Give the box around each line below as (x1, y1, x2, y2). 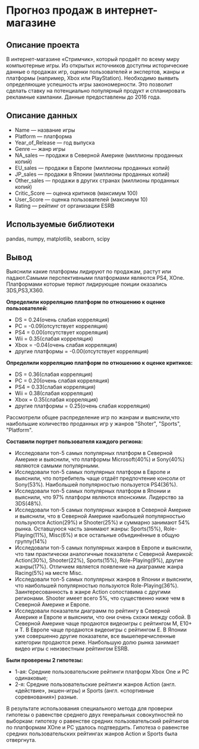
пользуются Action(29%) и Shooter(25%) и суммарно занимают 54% (14, 519, 190, 526)
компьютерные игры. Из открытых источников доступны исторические (6, 62, 189, 69)
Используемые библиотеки (6, 219, 115, 229)
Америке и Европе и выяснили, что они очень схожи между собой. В (14, 614, 191, 621)
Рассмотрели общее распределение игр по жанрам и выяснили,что (6, 414, 180, 421)
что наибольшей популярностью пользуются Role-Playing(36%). (14, 582, 179, 589)
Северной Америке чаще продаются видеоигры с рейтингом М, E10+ (14, 620, 192, 627)
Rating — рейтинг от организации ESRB (14, 202, 115, 209)
